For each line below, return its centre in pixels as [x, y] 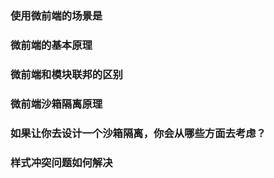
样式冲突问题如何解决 [61, 162]
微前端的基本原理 [51, 45]
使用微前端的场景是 [56, 15]
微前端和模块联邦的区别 [66, 74]
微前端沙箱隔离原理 [56, 104]
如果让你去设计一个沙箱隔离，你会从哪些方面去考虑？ [138, 133]
